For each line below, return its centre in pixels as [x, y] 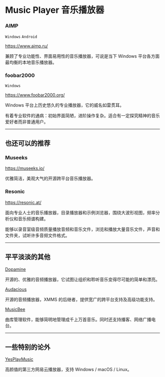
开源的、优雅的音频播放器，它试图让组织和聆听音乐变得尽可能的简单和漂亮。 [82, 279]
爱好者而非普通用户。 [27, 122]
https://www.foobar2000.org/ [35, 95]
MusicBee [15, 309]
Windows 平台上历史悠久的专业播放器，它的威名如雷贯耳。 [65, 105]
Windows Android [21, 37]
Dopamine [15, 269]
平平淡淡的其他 [28, 257]
